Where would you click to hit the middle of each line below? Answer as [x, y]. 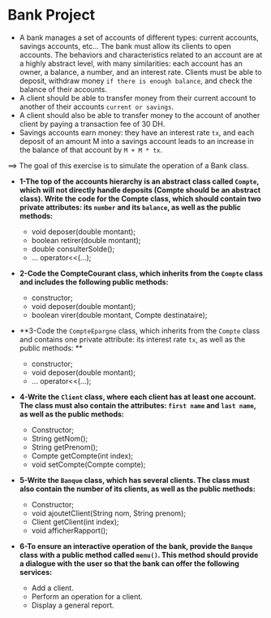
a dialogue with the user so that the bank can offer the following [129, 564]
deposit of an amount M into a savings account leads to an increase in [136, 141]
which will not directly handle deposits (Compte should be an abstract [140, 189]
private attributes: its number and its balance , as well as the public [130, 207]
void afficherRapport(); [70, 530]
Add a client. [52, 588]
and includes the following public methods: [94, 281]
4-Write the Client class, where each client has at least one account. [138, 397]
